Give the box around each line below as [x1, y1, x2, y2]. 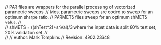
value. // [5, 19, 22, 25]
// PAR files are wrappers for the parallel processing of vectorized [5, 4, 136, 10]
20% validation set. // [5, 30, 48, 35]
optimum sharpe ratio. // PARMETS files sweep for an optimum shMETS [5, 14, 147, 20]
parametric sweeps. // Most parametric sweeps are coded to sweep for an [5, 9, 153, 15]
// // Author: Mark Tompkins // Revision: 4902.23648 [5, 34, 110, 40]
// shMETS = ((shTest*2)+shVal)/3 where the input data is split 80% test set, [5, 24, 157, 30]
